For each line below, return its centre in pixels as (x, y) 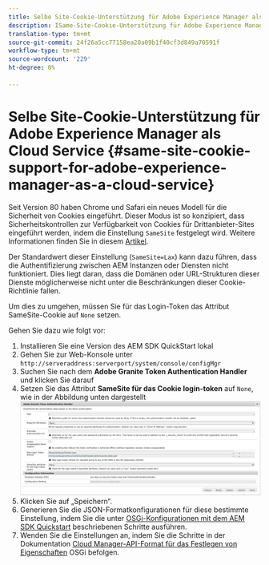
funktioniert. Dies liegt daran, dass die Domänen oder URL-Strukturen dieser (134, 273)
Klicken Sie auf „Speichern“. (66, 502)
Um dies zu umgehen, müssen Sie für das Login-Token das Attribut (119, 306)
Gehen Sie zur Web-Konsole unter (76, 354)
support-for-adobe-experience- (118, 167)
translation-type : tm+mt (50, 34)
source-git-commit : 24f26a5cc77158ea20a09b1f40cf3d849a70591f (114, 42)
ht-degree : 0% (32, 68)
